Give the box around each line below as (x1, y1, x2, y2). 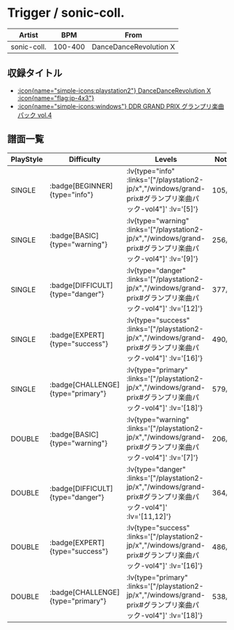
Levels (155, 154, 178, 164)
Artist (18, 30, 38, 40)
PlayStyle (10, 154, 43, 164)
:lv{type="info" (126, 166, 175, 176)
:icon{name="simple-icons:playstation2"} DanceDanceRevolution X (17, 86, 211, 95)
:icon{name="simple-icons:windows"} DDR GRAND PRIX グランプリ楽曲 (17, 102, 225, 110)
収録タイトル (7, 68, 63, 80)
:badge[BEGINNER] (49, 181, 114, 190)
